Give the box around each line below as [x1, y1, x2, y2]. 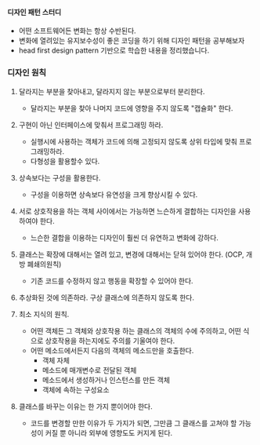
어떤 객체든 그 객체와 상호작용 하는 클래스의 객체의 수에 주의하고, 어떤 [30, 326, 242, 335]
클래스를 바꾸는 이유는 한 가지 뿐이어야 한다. [18, 401, 153, 411]
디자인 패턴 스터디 [7, 7, 62, 16]
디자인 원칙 [7, 67, 47, 78]
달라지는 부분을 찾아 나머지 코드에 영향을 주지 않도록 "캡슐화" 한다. [30, 103, 233, 113]
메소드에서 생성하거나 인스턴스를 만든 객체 [42, 375, 170, 385]
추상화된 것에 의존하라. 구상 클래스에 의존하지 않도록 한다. [18, 293, 195, 302]
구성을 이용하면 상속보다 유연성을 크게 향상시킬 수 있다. [30, 189, 198, 199]
